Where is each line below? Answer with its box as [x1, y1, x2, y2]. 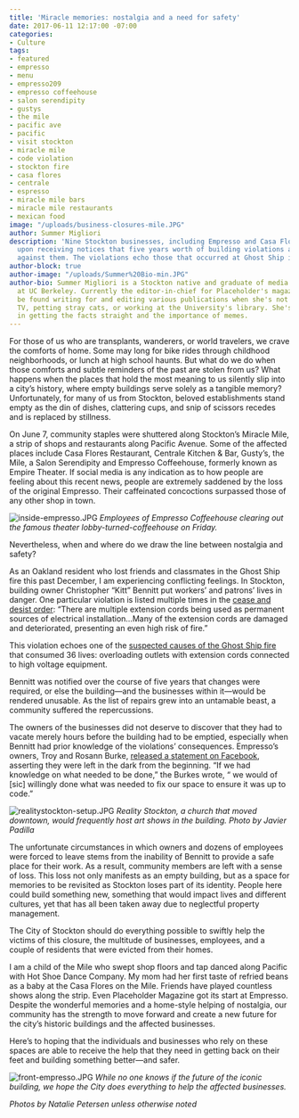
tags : [9, 46, 29, 55]
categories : [9, 29, 53, 38]
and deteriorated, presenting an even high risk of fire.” [9, 623, 208, 634]
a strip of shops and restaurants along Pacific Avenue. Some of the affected [9, 439, 287, 449]
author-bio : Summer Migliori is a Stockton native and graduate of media [9, 278, 289, 287]
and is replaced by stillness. [9, 412, 111, 423]
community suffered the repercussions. [9, 705, 154, 716]
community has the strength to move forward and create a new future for [9, 1009, 278, 1020]
